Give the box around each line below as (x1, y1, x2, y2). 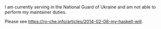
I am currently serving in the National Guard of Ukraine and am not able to (4, 4, 156, 10)
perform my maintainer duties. (4, 9, 67, 15)
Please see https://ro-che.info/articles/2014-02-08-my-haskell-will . (4, 19, 143, 24)
